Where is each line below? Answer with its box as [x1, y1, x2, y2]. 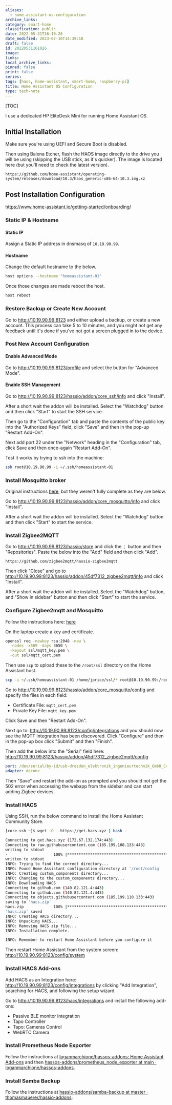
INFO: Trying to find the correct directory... [5, 861, 109, 867]
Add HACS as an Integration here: [5, 976, 77, 982]
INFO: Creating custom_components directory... [5, 871, 109, 876]
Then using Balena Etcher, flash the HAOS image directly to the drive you [5, 151, 160, 157]
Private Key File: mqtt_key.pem [12, 707, 76, 713]
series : [5, 74, 22, 79]
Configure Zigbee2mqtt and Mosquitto [5, 607, 103, 614]
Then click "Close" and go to [5, 568, 66, 574]
